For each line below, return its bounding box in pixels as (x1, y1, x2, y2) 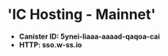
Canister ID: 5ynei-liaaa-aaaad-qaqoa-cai (18, 32, 160, 41)
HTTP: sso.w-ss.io (18, 39, 82, 49)
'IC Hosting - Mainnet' (7, 6, 156, 24)
